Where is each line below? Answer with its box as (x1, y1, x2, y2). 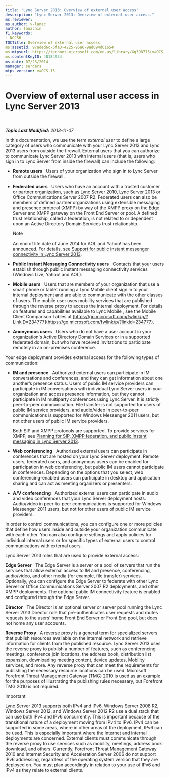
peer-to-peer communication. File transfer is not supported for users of (12, 401, 161, 407)
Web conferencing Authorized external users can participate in (12, 448, 147, 454)
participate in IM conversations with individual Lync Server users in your (12, 385, 162, 391)
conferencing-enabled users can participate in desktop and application (12, 474, 160, 481)
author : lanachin (5, 26, 42, 31)
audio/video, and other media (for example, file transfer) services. (5, 573, 142, 579)
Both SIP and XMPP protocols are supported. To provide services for (12, 427, 155, 434)
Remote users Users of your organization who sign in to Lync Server (12, 168, 158, 174)
